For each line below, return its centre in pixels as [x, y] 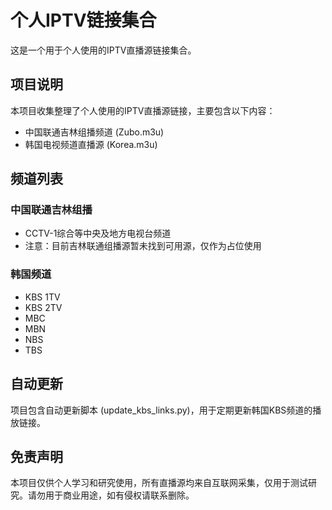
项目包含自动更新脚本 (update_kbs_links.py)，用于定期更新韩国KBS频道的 [161, 410]
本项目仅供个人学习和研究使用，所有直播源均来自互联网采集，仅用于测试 [159, 483]
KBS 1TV [42, 297]
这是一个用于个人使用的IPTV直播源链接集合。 [103, 50]
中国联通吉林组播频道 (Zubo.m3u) [94, 132]
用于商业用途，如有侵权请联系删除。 [119, 495]
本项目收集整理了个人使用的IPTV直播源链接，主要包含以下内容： [143, 110]
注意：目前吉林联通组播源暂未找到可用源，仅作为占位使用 [143, 246]
